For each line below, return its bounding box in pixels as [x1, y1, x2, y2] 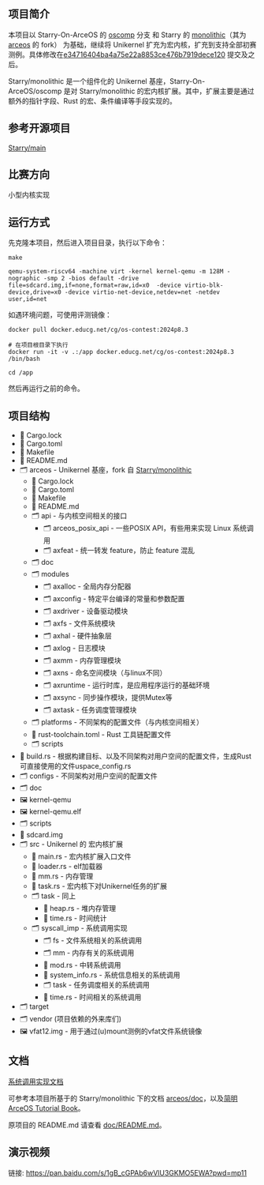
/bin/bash [8, 355, 41, 363]
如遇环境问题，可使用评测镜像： [8, 310, 112, 320]
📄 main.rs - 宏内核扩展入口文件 [31, 852, 132, 861]
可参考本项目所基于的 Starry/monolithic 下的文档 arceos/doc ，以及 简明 [8, 1093, 238, 1103]
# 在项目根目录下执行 [8, 341, 69, 349]
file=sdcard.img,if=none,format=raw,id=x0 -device [8, 281, 181, 290]
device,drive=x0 [8, 288, 61, 296]
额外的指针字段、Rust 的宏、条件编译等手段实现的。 [8, 96, 177, 105]
